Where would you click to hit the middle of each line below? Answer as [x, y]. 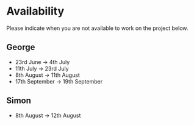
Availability [35, 11]
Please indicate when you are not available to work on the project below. [97, 28]
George [21, 47]
